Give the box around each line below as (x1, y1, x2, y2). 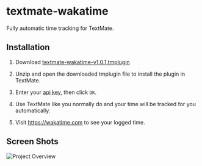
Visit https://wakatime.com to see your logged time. (15, 118, 145, 126)
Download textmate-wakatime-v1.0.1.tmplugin (15, 58, 130, 65)
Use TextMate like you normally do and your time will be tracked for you (15, 100, 197, 107)
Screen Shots (6, 136, 59, 147)
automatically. (15, 107, 51, 114)
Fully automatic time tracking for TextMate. (6, 24, 114, 32)
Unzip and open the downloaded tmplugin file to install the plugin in (15, 70, 185, 78)
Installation (6, 42, 50, 52)
